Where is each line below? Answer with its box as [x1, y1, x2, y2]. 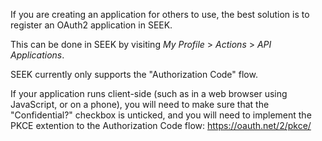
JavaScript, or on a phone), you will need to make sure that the [10, 99, 270, 110]
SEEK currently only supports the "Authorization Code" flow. [10, 69, 258, 80]
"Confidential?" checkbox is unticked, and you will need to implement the [10, 109, 312, 121]
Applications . [10, 49, 65, 61]
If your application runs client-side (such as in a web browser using [10, 88, 288, 99]
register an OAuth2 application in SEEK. [10, 19, 173, 31]
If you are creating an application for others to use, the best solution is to [10, 9, 310, 20]
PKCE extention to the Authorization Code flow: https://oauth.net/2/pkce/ [10, 120, 312, 131]
